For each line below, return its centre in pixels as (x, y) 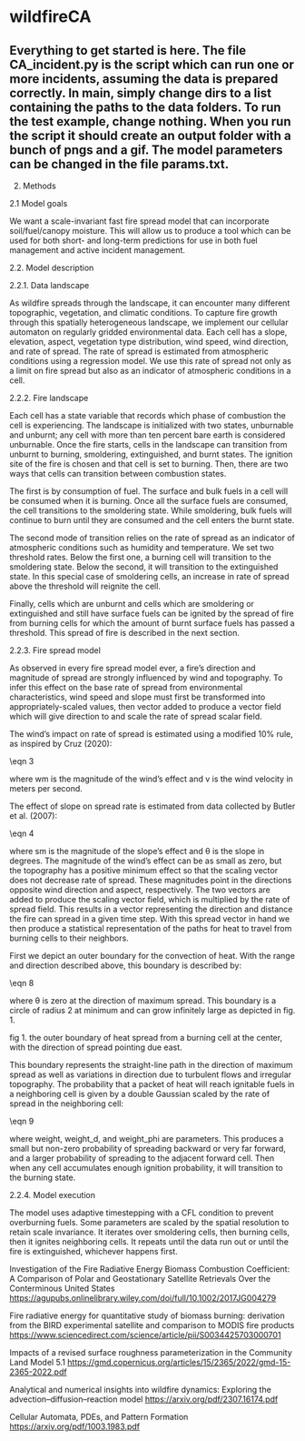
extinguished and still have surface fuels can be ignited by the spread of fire (152, 613)
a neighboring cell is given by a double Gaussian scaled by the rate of (140, 1094)
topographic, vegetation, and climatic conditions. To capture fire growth (144, 312)
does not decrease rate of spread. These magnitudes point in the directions (151, 880)
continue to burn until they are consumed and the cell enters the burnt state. (152, 520)
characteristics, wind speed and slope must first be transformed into (138, 697)
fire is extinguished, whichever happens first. (94, 1251)
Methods (39, 186)
